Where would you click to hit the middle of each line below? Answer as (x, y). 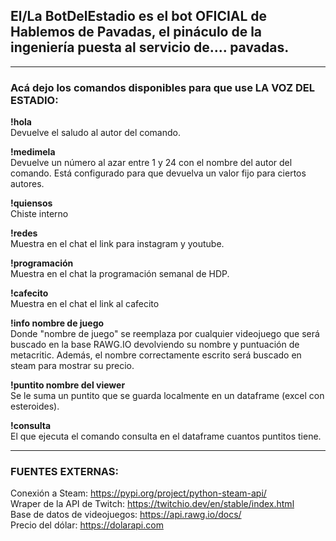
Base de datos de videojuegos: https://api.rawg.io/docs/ (126, 515)
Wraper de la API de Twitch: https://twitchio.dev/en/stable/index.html (152, 504)
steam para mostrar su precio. (72, 366)
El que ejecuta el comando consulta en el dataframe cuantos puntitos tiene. (166, 436)
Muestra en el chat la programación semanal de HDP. (120, 274)
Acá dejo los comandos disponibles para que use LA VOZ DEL (163, 87)
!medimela (33, 152)
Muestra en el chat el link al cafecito (85, 304)
